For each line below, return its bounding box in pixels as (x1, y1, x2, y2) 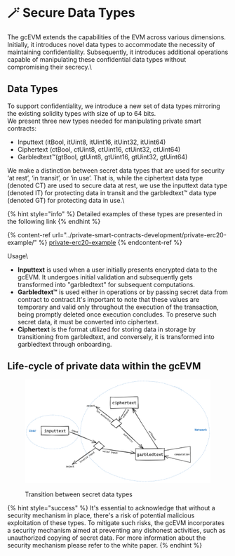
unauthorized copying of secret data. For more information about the (7, 534, 206, 542)
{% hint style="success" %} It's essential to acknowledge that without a (7, 504, 215, 512)
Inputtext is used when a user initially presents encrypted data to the (17, 265, 217, 274)
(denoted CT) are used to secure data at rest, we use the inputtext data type (7, 181, 228, 190)
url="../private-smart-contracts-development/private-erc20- (52, 230, 227, 239)
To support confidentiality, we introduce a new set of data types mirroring (7, 102, 221, 110)
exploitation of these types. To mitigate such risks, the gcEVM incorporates (7, 519, 225, 527)
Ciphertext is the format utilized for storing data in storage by (17, 325, 196, 333)
